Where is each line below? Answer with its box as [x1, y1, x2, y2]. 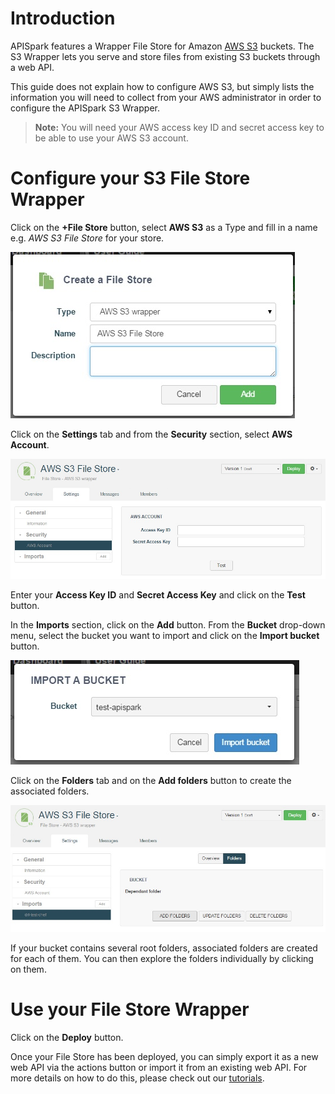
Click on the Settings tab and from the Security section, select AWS [10, 428, 293, 440]
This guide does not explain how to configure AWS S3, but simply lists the [10, 80, 315, 92]
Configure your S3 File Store [10, 167, 251, 190]
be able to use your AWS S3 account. [34, 132, 189, 144]
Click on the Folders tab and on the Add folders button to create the [10, 774, 292, 786]
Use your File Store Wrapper [10, 998, 250, 1021]
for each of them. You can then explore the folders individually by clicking [10, 952, 314, 964]
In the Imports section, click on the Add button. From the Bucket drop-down [10, 618, 326, 631]
